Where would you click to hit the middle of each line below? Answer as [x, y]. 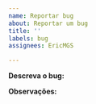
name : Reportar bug [41, 16]
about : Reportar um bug [48, 23]
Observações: [33, 92]
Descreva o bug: [36, 76]
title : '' [25, 31]
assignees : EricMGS [41, 46]
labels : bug [28, 38]
